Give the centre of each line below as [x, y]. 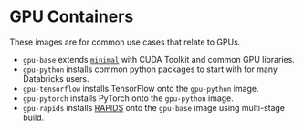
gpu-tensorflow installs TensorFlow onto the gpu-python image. [141, 88]
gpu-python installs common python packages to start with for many [150, 69]
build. [33, 117]
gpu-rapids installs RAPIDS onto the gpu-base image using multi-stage [154, 107]
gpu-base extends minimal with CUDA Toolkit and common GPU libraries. [158, 59]
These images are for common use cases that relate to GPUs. [125, 42]
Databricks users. [56, 78]
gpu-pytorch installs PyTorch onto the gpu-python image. [128, 98]
